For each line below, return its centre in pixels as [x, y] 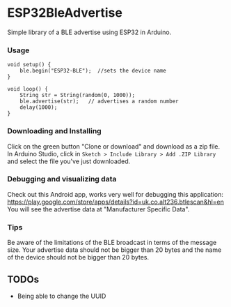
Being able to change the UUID [62, 296]
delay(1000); [39, 107]
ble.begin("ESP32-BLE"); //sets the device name [93, 71]
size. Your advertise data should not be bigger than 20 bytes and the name [114, 250]
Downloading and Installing [55, 131]
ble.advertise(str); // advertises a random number [99, 102]
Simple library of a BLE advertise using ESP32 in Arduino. [89, 32]
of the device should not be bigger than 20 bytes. [78, 257]
